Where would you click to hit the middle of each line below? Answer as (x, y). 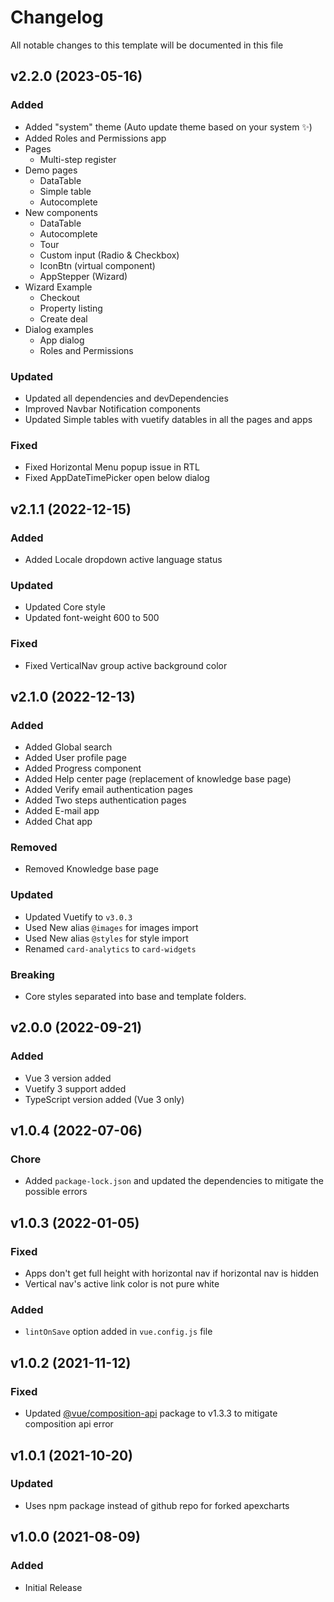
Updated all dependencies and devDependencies (126, 398)
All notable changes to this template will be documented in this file (147, 45)
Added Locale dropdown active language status (123, 559)
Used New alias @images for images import (111, 927)
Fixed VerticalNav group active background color (126, 665)
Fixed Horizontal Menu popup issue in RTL (112, 467)
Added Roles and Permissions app (95, 138)
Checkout (59, 297)
